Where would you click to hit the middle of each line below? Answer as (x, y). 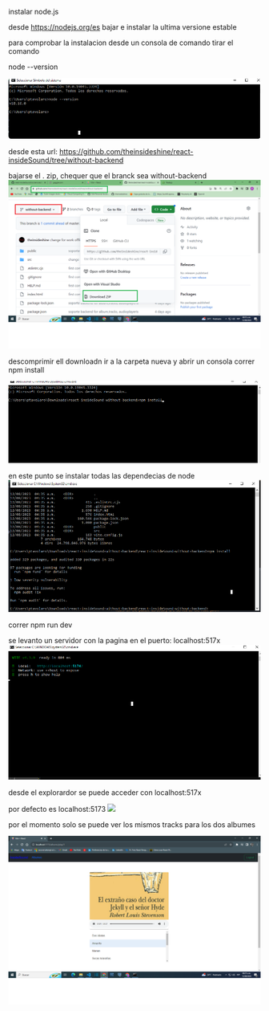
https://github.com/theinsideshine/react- (126, 151)
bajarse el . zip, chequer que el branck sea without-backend (107, 175)
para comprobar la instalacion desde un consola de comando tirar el (121, 43)
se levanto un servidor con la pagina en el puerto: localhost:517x (114, 641)
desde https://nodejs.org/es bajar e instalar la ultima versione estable (123, 27)
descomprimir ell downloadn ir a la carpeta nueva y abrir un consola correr (131, 361)
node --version (33, 67)
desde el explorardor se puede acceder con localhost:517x (105, 792)
